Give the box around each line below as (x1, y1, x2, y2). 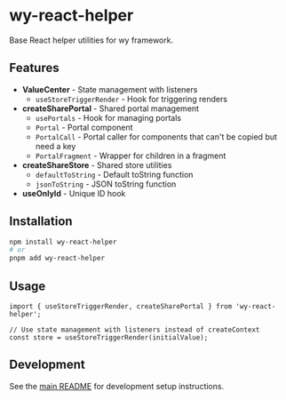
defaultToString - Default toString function (35, 169, 194, 180)
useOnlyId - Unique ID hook (21, 188, 126, 198)
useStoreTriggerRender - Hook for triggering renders (35, 93, 228, 104)
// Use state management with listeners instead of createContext (9, 325, 260, 334)
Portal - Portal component (35, 122, 133, 132)
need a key (35, 140, 76, 151)
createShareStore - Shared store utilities (21, 159, 172, 170)
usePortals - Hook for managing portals (35, 112, 182, 123)
